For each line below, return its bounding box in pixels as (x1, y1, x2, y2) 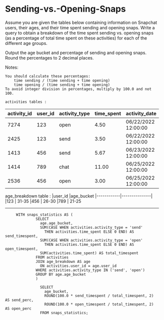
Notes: (5, 64, 19, 70)
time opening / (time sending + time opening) (14, 82, 110, 87)
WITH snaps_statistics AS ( (16, 212, 73, 217)
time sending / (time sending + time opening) (14, 78, 110, 83)
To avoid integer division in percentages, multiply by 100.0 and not (5, 86, 152, 91)
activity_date (126, 110, 157, 117)
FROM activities (36, 255, 69, 260)
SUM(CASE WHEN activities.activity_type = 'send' (40, 225, 143, 230)
